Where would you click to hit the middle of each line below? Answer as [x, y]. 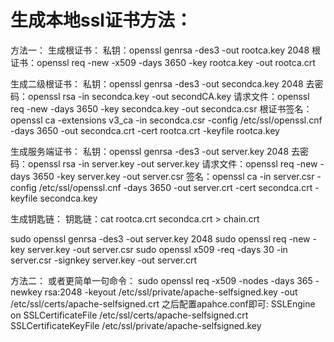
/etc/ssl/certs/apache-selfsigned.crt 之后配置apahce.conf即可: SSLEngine [163, 303]
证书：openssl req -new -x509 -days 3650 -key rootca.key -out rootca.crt [163, 62]
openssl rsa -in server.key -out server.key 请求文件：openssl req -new [172, 163]
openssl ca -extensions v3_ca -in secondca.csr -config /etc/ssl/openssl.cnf [166, 120]
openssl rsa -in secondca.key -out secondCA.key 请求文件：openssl [168, 96]
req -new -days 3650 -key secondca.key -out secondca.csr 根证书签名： [161, 108]
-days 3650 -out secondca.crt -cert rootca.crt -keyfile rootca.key [145, 130]
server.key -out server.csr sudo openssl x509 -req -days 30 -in [157, 249]
